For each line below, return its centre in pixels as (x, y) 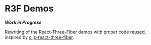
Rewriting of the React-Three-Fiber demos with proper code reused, (75, 32)
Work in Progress (23, 22)
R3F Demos (29, 9)
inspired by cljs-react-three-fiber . (39, 37)
